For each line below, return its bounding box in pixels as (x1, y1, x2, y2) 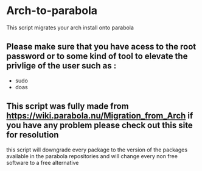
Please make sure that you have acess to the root (6, 42, 197, 52)
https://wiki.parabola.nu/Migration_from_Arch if (6, 111, 193, 121)
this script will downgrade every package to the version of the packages (6, 146, 187, 153)
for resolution (6, 129, 59, 140)
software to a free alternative (6, 159, 79, 166)
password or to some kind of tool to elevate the (6, 51, 188, 62)
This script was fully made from (6, 101, 129, 112)
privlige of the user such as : (6, 60, 117, 71)
